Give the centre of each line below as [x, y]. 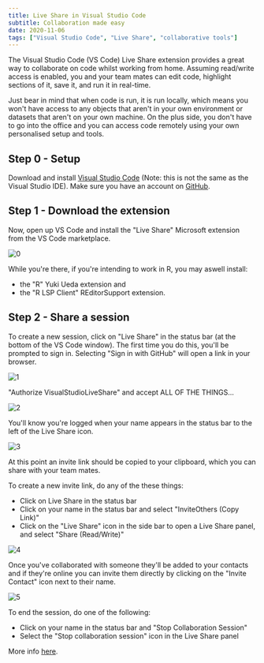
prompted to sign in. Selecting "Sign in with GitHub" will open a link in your [129, 353]
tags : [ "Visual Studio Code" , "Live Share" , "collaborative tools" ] [123, 37]
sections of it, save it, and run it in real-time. [80, 85]
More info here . [33, 651]
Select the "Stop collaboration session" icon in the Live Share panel [129, 635]
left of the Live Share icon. [51, 431]
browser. [22, 361]
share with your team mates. [54, 470]
